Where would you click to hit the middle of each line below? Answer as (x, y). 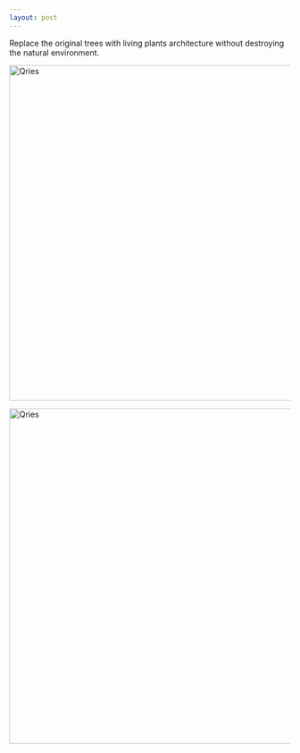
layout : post (33, 17)
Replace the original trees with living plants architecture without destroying (147, 43)
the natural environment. (54, 52)
